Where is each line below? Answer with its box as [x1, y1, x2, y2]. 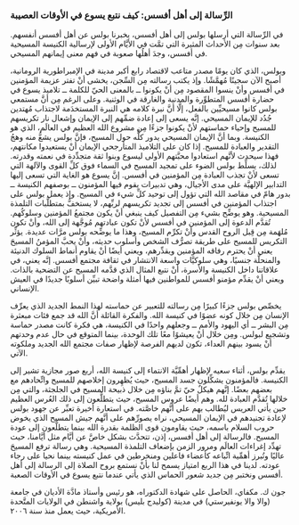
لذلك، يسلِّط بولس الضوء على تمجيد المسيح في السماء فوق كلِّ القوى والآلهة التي [10, 160, 277, 171]
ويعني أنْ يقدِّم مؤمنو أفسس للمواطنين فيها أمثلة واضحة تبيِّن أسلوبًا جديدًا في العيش [10, 274, 285, 284]
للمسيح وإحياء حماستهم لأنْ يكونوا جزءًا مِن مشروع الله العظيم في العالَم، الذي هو [10, 122, 277, 133]
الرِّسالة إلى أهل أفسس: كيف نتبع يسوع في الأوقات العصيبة [10, 9, 233, 21]
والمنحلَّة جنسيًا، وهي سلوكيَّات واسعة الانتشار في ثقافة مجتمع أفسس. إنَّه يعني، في [10, 255, 281, 266]
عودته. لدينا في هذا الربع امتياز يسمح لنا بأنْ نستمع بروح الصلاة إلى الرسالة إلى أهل [10, 460, 280, 471]
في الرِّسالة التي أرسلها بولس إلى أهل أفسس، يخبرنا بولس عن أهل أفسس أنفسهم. [10, 29, 284, 40]
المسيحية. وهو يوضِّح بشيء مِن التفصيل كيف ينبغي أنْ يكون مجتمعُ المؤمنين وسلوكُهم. [10, 208, 289, 218]
